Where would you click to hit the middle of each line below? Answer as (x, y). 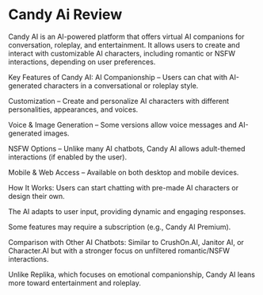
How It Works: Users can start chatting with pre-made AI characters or (124, 187)
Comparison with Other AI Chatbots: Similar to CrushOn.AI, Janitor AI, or (126, 242)
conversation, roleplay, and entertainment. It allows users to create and (124, 44)
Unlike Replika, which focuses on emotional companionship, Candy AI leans (132, 274)
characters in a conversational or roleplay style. (121, 86)
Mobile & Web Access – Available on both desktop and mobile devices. (124, 172)
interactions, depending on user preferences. (82, 62)
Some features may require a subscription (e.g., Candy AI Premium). (120, 227)
